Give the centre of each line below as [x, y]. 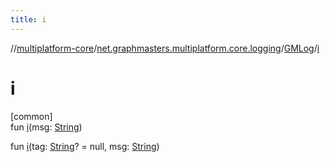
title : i [28, 19]
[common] [31, 116]
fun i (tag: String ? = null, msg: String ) [85, 146]
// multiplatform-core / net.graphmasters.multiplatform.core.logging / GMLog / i [165, 48]
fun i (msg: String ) [46, 127]
